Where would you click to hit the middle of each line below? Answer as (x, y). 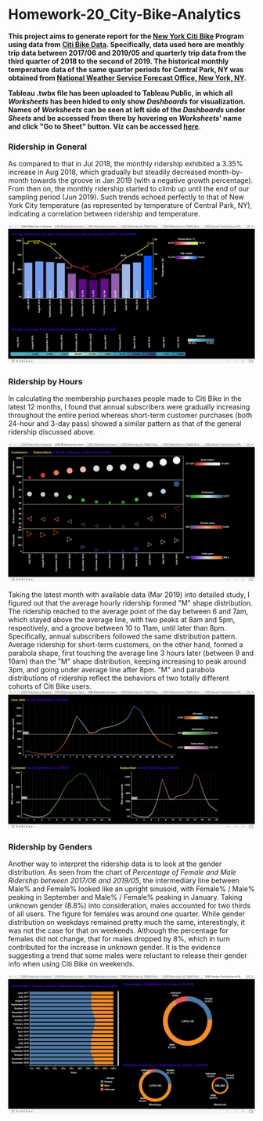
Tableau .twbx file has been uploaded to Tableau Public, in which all (121, 93)
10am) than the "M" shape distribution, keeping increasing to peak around (127, 661)
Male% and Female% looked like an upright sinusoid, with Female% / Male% (131, 889)
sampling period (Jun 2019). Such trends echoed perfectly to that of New (126, 197)
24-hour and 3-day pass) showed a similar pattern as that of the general (125, 424)
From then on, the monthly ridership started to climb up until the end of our (129, 189)
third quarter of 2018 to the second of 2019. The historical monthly (119, 61)
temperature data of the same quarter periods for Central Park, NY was (126, 69)
